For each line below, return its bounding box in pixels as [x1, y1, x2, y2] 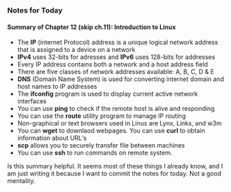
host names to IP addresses [17, 82, 97, 91]
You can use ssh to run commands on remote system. [17, 148, 173, 157]
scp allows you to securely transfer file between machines [17, 141, 185, 150]
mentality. [7, 177, 36, 185]
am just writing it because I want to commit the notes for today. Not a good [7, 169, 221, 178]
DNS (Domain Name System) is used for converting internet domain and [17, 75, 224, 83]
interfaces [17, 97, 47, 105]
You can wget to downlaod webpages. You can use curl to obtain [17, 127, 205, 135]
